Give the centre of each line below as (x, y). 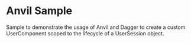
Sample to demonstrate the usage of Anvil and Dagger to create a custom (96, 27)
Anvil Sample (39, 11)
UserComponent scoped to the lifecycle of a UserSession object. (85, 33)
